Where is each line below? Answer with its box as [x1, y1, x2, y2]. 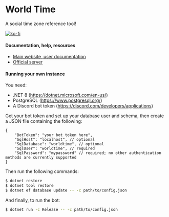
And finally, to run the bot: [5, 197, 60, 203]
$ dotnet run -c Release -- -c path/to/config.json [5, 207, 118, 212]
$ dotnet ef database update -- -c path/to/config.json [5, 188, 127, 193]
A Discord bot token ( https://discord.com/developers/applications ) [12, 103, 154, 109]
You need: [5, 82, 27, 88]
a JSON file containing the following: [5, 118, 82, 124]
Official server [12, 59, 43, 65]
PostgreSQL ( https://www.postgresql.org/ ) [12, 97, 102, 103]
